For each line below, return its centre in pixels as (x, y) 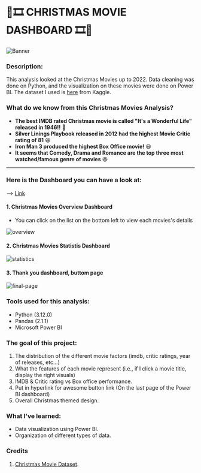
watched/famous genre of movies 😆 (61, 159)
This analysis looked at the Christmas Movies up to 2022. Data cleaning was (100, 80)
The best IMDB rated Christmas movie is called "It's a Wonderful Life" (103, 120)
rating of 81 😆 (33, 140)
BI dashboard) (32, 394)
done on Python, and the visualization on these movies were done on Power (100, 86)
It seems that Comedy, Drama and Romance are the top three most (99, 153)
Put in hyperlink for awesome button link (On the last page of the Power (103, 388)
